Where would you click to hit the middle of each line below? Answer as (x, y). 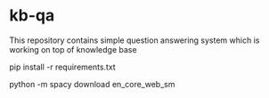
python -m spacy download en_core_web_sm (92, 84)
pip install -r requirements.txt (62, 67)
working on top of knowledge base (73, 49)
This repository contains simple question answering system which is (134, 40)
